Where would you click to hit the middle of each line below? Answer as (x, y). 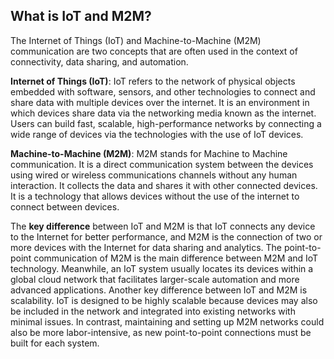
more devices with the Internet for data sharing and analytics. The (146, 247)
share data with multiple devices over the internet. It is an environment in (160, 102)
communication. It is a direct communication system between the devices (162, 164)
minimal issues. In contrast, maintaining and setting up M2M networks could (167, 321)
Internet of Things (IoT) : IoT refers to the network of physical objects (153, 81)
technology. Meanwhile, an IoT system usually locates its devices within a (162, 268)
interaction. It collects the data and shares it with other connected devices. (164, 185)
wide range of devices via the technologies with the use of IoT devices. (157, 134)
